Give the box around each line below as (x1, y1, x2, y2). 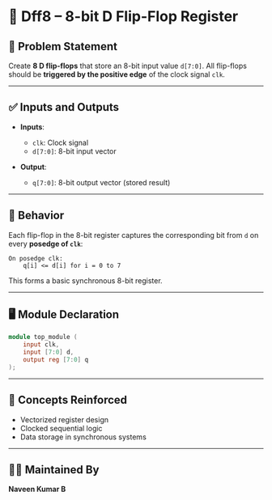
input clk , (23, 341, 60, 349)
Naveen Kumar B (8, 485, 66, 494)
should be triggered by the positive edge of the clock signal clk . (8, 70, 225, 79)
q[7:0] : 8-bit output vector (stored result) (32, 177, 171, 187)
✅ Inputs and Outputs (8, 100, 120, 114)
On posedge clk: (8, 254, 63, 262)
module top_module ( (8, 333, 79, 341)
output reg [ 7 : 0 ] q (23, 356, 89, 364)
